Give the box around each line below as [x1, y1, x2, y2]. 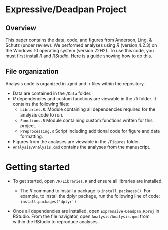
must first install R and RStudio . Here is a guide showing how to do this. [5, 53, 153, 59]
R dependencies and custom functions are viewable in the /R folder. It [12, 95, 156, 101]
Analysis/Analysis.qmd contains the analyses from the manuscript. [12, 144, 151, 150]
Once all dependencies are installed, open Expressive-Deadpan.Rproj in [12, 208, 159, 214]
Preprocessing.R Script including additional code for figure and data [20, 128, 160, 134]
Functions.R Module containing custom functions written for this [20, 117, 153, 123]
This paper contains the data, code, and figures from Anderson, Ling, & [5, 37, 152, 43]
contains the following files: [12, 101, 70, 107]
